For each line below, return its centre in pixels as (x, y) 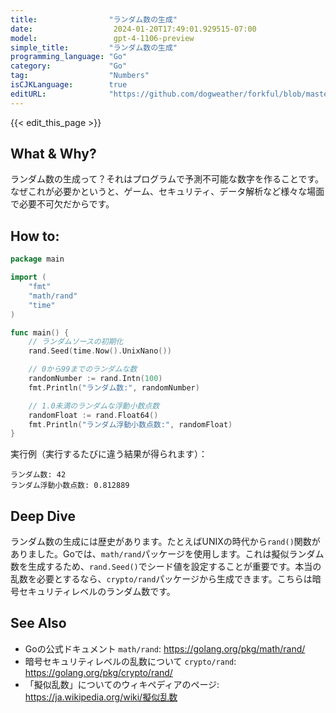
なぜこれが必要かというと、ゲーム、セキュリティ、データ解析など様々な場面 (167, 192)
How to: (35, 236)
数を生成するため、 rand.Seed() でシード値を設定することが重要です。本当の (166, 567)
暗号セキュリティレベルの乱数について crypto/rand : (130, 661)
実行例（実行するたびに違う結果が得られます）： (109, 454)
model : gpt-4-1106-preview (102, 38)
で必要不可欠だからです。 (62, 204)
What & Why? (53, 154)
